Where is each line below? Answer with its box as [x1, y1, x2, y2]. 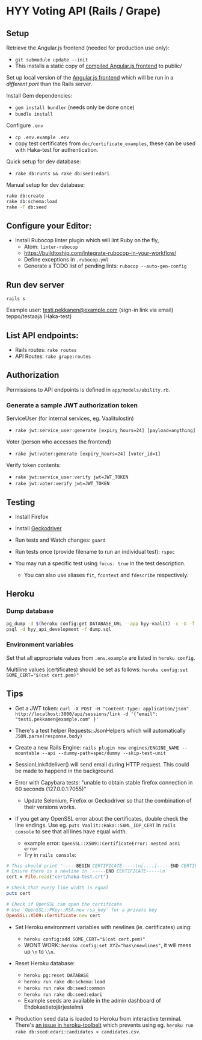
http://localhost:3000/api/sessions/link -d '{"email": [14, 711, 158, 717]
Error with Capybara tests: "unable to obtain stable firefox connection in [14, 778, 194, 786]
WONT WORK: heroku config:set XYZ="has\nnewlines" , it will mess [23, 941, 192, 948]
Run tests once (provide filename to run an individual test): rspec [14, 548, 176, 555]
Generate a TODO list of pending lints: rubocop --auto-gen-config [23, 262, 187, 269]
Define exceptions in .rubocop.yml [23, 256, 109, 263]
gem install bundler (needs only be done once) [14, 104, 135, 111]
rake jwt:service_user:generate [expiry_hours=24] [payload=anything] [14, 428, 196, 434]
